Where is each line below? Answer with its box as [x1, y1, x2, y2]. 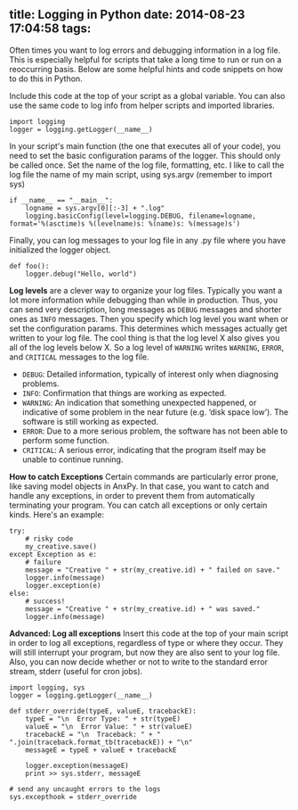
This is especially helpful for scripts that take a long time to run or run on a [9, 54, 282, 65]
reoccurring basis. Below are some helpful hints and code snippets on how [9, 63, 284, 74]
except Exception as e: [9, 550, 98, 558]
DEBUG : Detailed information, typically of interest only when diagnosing [21, 368, 278, 379]
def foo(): [9, 261, 50, 270]
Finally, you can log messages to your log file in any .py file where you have [9, 235, 286, 245]
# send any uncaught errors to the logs [9, 784, 162, 793]
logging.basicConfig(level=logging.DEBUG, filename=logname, [25, 211, 256, 220]
